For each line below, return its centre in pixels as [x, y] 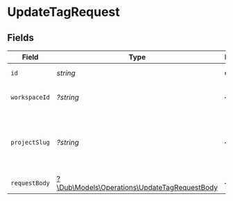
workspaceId [31, 97]
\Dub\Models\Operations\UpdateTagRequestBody [137, 187]
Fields [21, 38]
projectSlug [31, 142]
